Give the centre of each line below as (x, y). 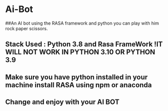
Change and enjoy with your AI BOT (62, 102)
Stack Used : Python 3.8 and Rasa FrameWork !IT (84, 44)
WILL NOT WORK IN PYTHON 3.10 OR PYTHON (80, 52)
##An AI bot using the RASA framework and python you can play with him (82, 23)
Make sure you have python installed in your (76, 77)
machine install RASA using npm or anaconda (79, 85)
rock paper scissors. (27, 28)
